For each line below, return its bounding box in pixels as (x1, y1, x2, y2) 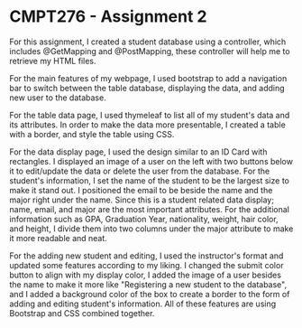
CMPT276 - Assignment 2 (9, 6, 207, 27)
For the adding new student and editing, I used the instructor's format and (9, 250, 284, 261)
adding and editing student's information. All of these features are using (9, 298, 277, 309)
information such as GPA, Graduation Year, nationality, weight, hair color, (9, 213, 279, 224)
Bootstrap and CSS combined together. (9, 307, 155, 318)
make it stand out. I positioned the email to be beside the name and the (9, 184, 273, 195)
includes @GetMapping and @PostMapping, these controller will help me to (9, 45, 290, 56)
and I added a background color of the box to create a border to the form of (9, 288, 290, 299)
